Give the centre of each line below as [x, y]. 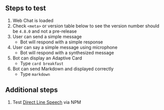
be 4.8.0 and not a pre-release [45, 31]
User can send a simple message [47, 36]
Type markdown [35, 74]
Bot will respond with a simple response [62, 42]
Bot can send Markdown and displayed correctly [63, 69]
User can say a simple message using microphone [65, 47]
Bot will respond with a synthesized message [67, 52]
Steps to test [26, 8]
